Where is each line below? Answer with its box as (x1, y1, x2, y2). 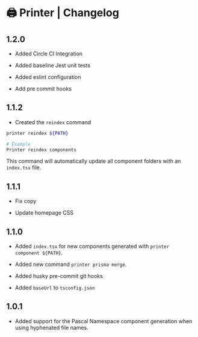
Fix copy (14, 198, 37, 205)
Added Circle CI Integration (14, 50, 83, 57)
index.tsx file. (6, 164, 42, 171)
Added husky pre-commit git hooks (14, 272, 104, 280)
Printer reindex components (6, 146, 77, 153)
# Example (6, 141, 31, 147)
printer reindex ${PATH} (6, 130, 69, 136)
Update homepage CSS (14, 209, 74, 216)
